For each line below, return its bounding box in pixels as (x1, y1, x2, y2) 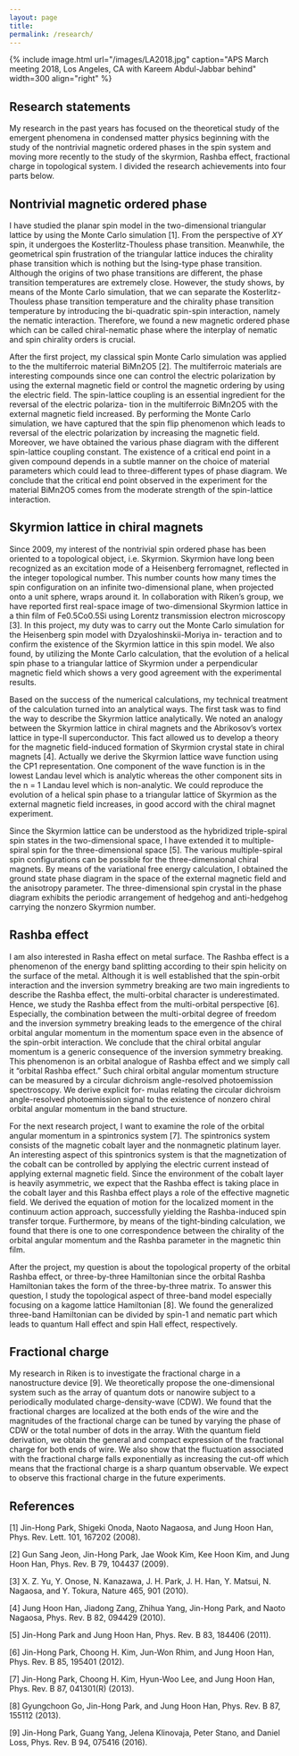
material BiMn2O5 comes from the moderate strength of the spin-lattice (9, 485, 273, 495)
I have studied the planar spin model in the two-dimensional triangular (9, 220, 267, 231)
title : (9, 21, 34, 30)
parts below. (9, 171, 55, 182)
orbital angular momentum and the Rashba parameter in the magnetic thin (9, 1234, 281, 1245)
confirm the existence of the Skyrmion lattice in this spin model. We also (9, 639, 275, 649)
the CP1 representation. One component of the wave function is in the (9, 760, 266, 771)
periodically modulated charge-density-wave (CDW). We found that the (9, 1396, 272, 1407)
